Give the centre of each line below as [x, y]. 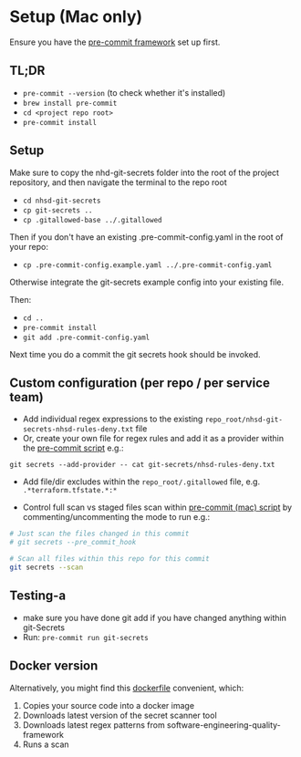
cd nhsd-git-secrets [62, 201]
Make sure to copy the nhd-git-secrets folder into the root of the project [145, 172]
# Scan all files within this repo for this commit [109, 559]
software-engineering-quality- [224, 725]
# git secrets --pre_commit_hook [73, 543]
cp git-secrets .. [57, 210]
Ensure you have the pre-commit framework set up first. [115, 42]
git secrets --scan [47, 567]
